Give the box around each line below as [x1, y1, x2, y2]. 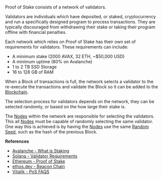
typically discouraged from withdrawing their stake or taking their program [5, 24, 156, 30]
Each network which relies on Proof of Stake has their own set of [5, 39, 136, 45]
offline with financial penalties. [5, 29, 67, 35]
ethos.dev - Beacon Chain [12, 164, 65, 169]
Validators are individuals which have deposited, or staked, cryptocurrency [5, 14, 156, 19]
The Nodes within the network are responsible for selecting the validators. [5, 113, 155, 119]
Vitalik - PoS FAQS [12, 169, 50, 175]
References [5, 138, 29, 144]
